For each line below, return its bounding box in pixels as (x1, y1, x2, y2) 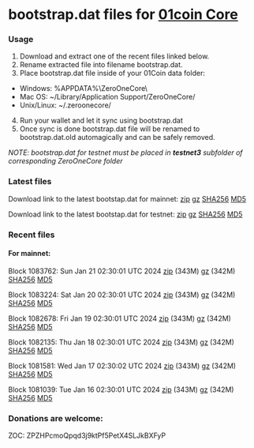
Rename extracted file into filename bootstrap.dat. (19, 60, 183, 70)
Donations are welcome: (8, 412, 104, 424)
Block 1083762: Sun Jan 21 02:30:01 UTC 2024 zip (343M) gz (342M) (8, 266, 236, 276)
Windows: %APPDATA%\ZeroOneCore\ (19, 84, 148, 93)
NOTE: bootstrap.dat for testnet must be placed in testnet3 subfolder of (8, 148, 243, 157)
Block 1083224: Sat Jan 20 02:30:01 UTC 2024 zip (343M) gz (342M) (8, 290, 236, 299)
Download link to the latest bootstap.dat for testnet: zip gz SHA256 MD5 (8, 209, 243, 219)
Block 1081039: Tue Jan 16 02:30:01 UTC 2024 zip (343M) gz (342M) (8, 385, 234, 394)
